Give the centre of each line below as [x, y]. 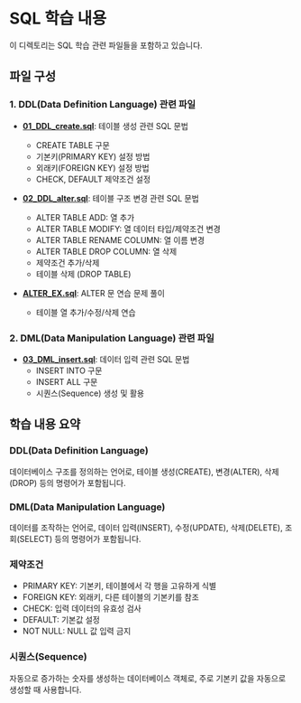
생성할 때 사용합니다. [46, 689]
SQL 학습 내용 [58, 19]
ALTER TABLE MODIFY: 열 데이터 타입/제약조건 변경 [128, 229]
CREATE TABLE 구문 [73, 145]
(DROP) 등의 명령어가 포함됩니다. [68, 483]
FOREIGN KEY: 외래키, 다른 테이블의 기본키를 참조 [111, 597]
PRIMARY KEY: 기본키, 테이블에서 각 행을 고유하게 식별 [119, 586]
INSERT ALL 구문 [67, 381]
